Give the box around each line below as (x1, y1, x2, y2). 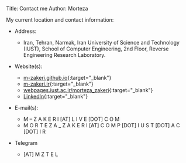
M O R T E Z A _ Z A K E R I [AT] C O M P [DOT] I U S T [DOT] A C (23, 122, 180, 128)
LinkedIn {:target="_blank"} (23, 93, 88, 100)
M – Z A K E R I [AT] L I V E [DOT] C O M (23, 116, 120, 123)
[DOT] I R (23, 128, 46, 135)
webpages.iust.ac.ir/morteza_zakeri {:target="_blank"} (23, 87, 153, 93)
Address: (14, 28, 37, 35)
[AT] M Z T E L (23, 151, 58, 158)
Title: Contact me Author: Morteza (6, 5, 88, 12)
